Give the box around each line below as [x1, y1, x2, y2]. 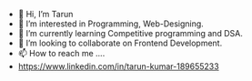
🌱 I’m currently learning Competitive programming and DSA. [17, 28, 243, 38]
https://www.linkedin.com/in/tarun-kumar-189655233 [17, 61, 220, 72]
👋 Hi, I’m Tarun [17, 9, 74, 19]
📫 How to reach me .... [17, 48, 106, 58]
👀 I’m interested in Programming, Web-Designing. [17, 18, 205, 29]
